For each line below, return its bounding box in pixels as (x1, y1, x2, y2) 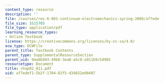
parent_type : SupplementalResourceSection (5, 52, 93, 58)
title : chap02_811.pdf (5, 66, 52, 71)
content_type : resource (5, 7, 54, 12)
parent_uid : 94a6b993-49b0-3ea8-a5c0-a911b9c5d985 (5, 57, 111, 62)
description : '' (5, 12, 38, 17)
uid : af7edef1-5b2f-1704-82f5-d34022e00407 (5, 71, 96, 76)
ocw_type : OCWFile (5, 43, 43, 48)
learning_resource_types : (5, 30, 58, 35)
